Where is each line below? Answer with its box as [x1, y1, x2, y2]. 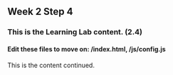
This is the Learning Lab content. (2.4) [7, 27, 142, 37]
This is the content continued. [7, 61, 95, 69]
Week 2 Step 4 [7, 6, 73, 18]
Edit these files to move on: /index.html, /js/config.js [7, 44, 166, 53]
